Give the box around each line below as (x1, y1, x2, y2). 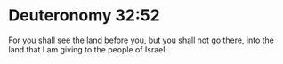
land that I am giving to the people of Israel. (8, 44, 168, 54)
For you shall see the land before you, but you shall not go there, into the (8, 35, 275, 45)
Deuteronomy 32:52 (8, 5, 161, 26)
